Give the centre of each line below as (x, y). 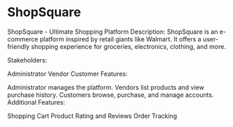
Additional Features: (36, 102)
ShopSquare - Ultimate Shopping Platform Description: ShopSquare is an (113, 32)
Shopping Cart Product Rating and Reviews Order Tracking (92, 116)
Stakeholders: (27, 60)
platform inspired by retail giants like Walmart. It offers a (120, 39)
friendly (19, 46)
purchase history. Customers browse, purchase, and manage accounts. (111, 95)
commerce (23, 39)
